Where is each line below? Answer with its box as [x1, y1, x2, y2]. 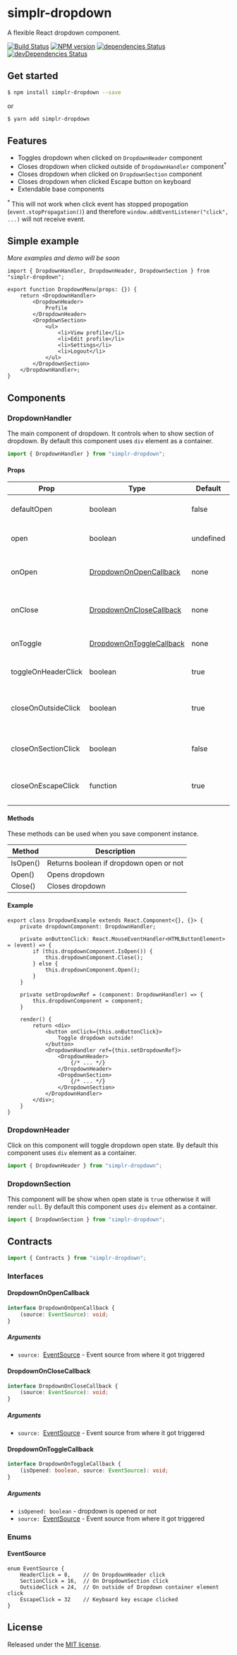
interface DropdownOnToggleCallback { [7, 1461, 121, 1468]
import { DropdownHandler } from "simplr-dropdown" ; [7, 450, 166, 457]
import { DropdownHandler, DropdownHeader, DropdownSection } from [7, 267, 210, 275]
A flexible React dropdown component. [7, 28, 121, 37]
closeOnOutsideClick [11, 703, 81, 713]
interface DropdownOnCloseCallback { [7, 1382, 119, 1390]
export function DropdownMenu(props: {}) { [7, 286, 138, 293]
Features [7, 134, 47, 146]
